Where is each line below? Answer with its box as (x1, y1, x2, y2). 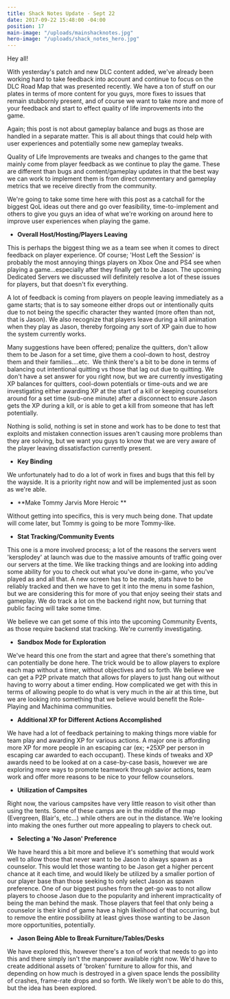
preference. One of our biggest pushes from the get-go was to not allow (7, 884, 211, 893)
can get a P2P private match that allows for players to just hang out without (7, 674, 220, 682)
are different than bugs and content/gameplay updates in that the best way (7, 168, 219, 176)
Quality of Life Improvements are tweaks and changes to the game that (7, 152, 208, 161)
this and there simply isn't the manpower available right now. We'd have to (7, 955, 218, 963)
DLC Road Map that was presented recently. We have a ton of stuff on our (7, 82, 216, 91)
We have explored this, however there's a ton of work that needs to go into (7, 948, 218, 956)
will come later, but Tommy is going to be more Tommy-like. (7, 519, 176, 527)
